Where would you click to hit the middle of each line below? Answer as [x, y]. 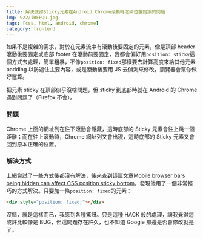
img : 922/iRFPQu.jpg [32, 18]
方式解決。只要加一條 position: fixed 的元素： [74, 191]
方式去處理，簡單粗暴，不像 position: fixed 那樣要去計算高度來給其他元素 [103, 62]
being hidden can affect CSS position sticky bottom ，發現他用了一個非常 [97, 183]
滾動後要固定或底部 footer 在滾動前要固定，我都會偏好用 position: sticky [98, 54]
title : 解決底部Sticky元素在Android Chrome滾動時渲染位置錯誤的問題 [86, 12]
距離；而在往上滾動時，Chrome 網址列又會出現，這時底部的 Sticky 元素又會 [101, 136]
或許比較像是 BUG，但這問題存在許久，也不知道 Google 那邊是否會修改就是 [100, 222]
